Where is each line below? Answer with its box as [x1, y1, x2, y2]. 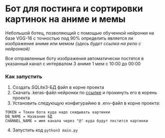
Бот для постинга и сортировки [5, 3, 143, 14]
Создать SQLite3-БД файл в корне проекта [12, 84, 105, 90]
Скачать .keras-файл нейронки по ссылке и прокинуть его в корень [12, 90, 157, 96]
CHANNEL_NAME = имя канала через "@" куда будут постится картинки [5, 119, 149, 124]
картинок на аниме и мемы [5, 13, 126, 25]
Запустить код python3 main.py [12, 127, 78, 133]
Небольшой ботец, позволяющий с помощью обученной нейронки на [5, 30, 155, 36]
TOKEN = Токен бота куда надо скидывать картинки [5, 110, 111, 115]
